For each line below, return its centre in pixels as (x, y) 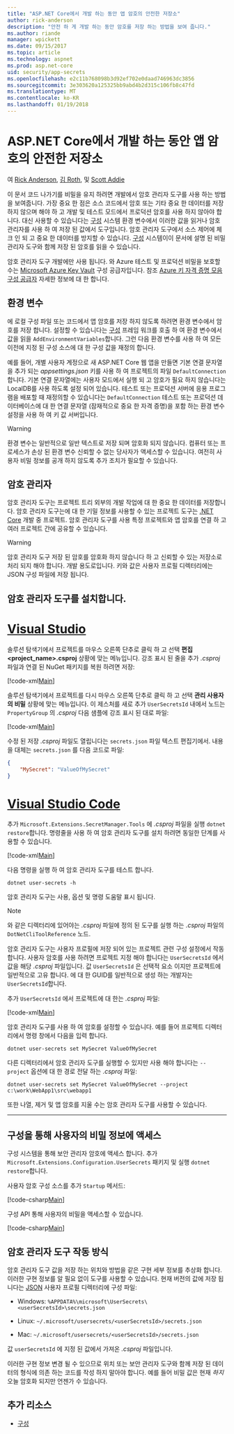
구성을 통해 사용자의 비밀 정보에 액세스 (84, 1135)
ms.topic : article (34, 53)
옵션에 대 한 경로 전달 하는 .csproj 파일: (84, 1072)
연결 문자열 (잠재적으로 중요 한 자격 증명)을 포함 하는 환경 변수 (141, 406)
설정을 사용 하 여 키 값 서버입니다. (53, 414)
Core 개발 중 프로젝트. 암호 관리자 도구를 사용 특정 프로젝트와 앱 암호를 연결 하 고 (117, 520)
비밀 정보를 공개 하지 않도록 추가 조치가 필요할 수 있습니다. (99, 460)
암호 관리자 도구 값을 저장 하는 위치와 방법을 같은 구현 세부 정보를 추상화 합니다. (115, 1270)
